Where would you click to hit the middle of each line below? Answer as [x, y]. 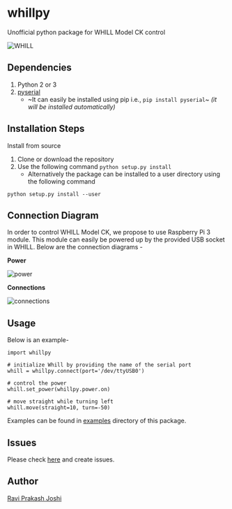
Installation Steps [46, 129]
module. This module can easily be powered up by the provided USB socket [116, 239]
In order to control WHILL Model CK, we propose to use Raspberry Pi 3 [109, 233]
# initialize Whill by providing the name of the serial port [99, 365]
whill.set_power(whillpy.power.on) [59, 390]
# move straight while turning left [60, 402]
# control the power [37, 383]
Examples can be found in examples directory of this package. [97, 421]
